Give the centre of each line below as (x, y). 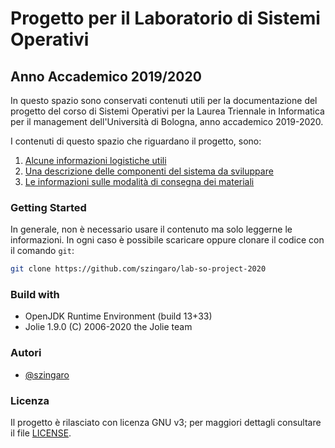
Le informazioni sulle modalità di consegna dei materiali (139, 181)
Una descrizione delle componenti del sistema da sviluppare (149, 171)
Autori (26, 353)
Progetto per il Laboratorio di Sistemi (165, 18)
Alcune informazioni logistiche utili (95, 160)
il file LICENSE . (41, 433)
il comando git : (42, 251)
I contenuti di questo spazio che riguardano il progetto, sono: (136, 141)
